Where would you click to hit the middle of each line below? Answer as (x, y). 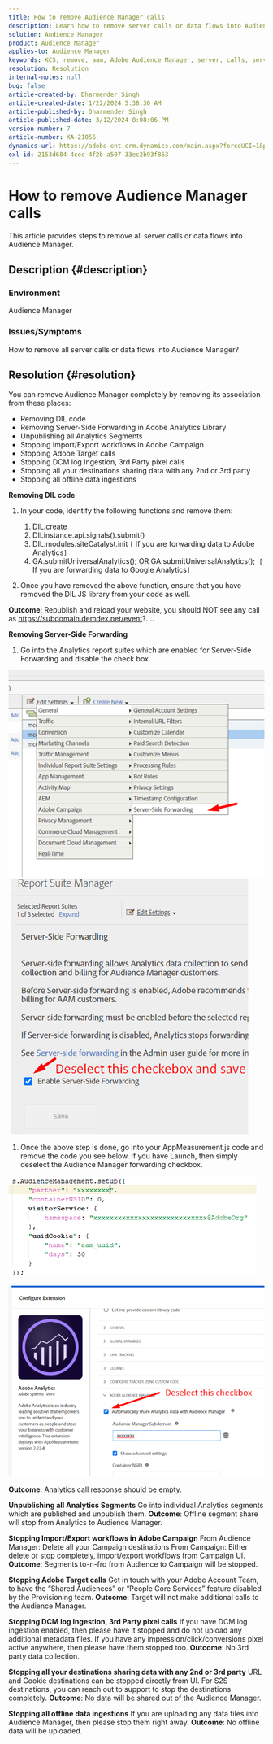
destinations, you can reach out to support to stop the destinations (120, 1689)
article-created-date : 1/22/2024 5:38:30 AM (85, 103)
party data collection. (44, 1656)
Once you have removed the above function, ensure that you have (131, 586)
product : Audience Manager (54, 43)
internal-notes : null (45, 77)
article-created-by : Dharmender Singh (74, 94)
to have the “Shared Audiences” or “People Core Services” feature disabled (135, 1589)
